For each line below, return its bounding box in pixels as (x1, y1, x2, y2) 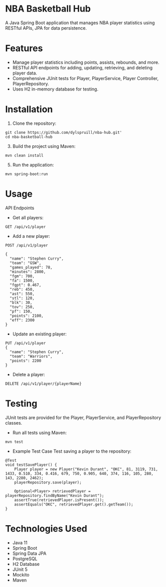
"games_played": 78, (10, 265, 53, 270)
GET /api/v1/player (5, 224, 46, 229)
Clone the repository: (12, 120, 57, 126)
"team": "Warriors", (10, 354, 53, 359)
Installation (5, 104, 53, 115)
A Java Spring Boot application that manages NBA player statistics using (5, 20, 155, 26)
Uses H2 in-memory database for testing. (12, 86, 99, 92)
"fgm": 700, (10, 274, 35, 279)
